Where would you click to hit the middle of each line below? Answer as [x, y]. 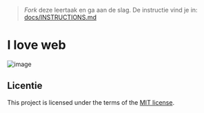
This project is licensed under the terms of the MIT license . [91, 102]
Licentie [25, 86]
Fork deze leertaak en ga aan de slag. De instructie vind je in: [111, 10]
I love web [37, 45]
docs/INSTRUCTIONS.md [60, 17]
